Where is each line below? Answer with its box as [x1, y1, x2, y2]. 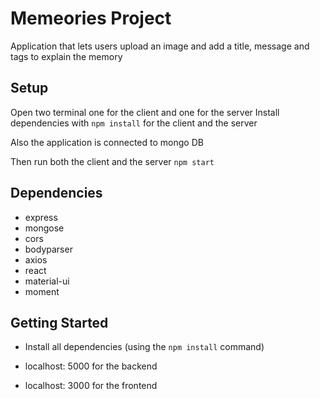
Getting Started [10, 314, 109, 331]
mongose [24, 222, 65, 234]
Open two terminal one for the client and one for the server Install [10, 106, 280, 118]
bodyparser [24, 243, 73, 255]
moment [24, 285, 60, 297]
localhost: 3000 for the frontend [24, 380, 158, 392]
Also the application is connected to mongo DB [10, 136, 204, 148]
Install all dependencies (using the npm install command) [24, 341, 265, 353]
